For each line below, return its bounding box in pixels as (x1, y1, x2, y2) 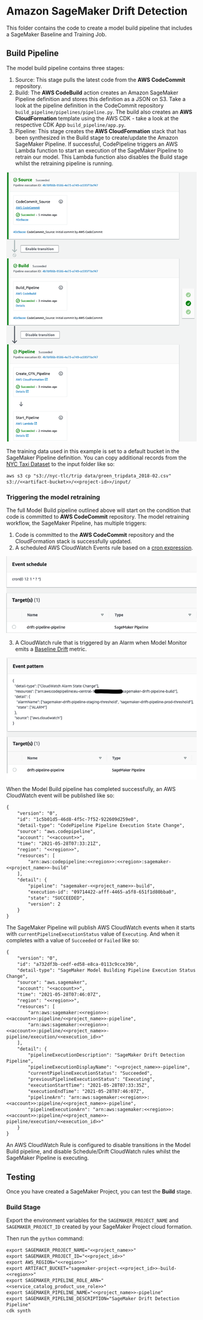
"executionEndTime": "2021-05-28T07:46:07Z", (28, 1088, 145, 1095)
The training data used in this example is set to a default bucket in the (6, 447, 179, 455)
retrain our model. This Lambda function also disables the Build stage (14, 153, 188, 160)
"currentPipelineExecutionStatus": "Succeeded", (28, 1070, 153, 1077)
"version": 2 (28, 901, 61, 907)
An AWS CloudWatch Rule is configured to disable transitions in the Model (6, 1141, 191, 1149)
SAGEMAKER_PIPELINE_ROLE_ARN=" (25, 1278, 104, 1284)
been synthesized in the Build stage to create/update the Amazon (14, 134, 178, 141)
